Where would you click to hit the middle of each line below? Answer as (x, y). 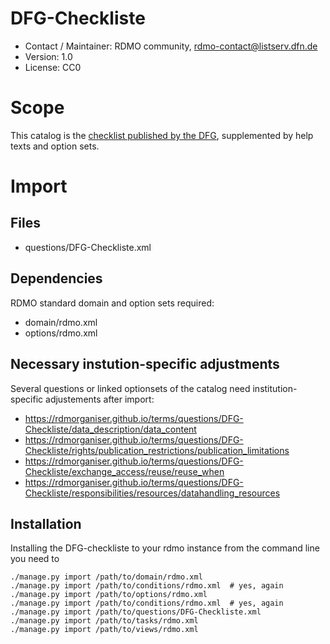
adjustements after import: (100, 399)
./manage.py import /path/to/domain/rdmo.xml (106, 577)
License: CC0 (53, 67)
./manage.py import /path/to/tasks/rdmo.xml (104, 621)
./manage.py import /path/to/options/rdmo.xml (109, 595)
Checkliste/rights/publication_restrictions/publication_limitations (157, 450)
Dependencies (56, 278)
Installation (46, 523)
